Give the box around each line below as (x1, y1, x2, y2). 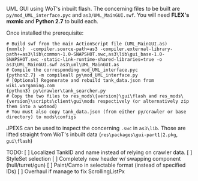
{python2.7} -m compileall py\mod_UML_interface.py (6, 72, 138, 78)
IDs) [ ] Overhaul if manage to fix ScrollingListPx (6, 168, 125, 175)
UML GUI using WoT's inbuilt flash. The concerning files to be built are (6, 5, 180, 12)
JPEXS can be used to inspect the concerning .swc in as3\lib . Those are (6, 125, 186, 131)
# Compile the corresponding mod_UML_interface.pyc (6, 67, 138, 73)
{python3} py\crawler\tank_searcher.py (6, 88, 106, 94)
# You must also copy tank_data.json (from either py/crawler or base (6, 109, 187, 115)
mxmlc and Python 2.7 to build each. (6, 18, 99, 24)
